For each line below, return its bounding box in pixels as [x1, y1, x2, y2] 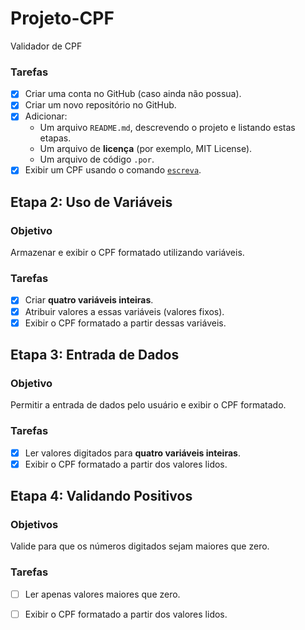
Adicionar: [24, 110, 68, 122]
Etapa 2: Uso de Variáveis [10, 193, 173, 211]
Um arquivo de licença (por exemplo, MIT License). [39, 143, 253, 155]
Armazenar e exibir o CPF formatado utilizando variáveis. [10, 247, 245, 259]
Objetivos [10, 518, 59, 532]
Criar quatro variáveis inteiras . [24, 294, 154, 306]
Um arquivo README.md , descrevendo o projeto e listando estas [39, 122, 296, 134]
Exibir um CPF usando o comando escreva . [24, 164, 202, 176]
